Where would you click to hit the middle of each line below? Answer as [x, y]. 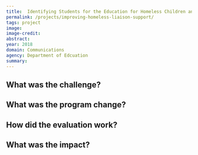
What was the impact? [48, 145]
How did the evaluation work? [62, 125]
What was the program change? [66, 105]
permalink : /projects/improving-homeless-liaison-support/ [80, 17]
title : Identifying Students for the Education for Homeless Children [96, 11]
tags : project [24, 22]
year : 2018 [19, 45]
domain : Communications [35, 50]
